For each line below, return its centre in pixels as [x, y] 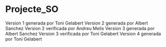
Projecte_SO [32, 9]
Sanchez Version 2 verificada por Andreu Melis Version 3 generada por [80, 28]
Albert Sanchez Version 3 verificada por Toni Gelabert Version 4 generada [83, 33]
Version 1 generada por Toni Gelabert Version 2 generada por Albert [77, 23]
